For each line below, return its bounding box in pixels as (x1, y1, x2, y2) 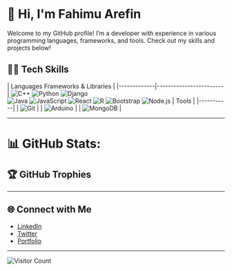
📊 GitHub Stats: (7, 136, 101, 151)
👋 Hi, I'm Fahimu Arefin (7, 6, 142, 22)
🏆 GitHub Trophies (7, 169, 92, 181)
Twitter (17, 229, 38, 237)
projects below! (7, 43, 52, 52)
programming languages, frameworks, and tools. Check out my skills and (7, 36, 215, 44)
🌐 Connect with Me (7, 203, 92, 216)
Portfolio (17, 237, 42, 245)
